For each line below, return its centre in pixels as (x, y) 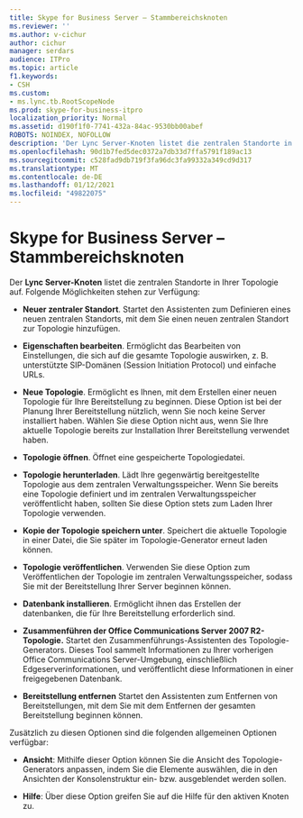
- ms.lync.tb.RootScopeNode (62, 101)
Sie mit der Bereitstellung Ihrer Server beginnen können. (127, 586)
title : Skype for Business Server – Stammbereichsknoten (119, 18)
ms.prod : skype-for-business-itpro (76, 110)
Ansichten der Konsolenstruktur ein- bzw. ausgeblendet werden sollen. (154, 778)
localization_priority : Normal (68, 118)
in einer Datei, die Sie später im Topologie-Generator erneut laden (145, 540)
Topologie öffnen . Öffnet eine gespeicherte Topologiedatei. (133, 457)
